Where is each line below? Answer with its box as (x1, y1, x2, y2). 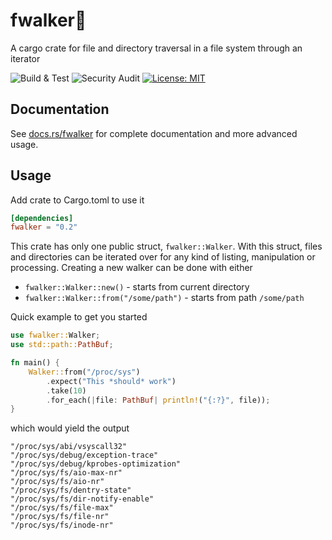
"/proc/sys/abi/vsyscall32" (10, 442, 128, 452)
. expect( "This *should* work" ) (46, 376, 177, 386)
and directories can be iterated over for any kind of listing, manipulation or (10, 251, 316, 263)
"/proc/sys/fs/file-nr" (10, 512, 110, 522)
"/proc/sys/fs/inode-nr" (10, 520, 114, 531)
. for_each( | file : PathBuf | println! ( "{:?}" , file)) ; (46, 395, 271, 405)
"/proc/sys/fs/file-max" (10, 503, 114, 513)
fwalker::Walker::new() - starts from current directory (24, 281, 250, 293)
